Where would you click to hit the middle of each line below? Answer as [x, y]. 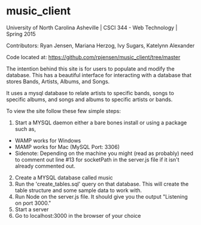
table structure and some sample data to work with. [78, 190]
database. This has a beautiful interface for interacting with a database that [99, 75]
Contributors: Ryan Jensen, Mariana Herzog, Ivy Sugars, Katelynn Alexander [100, 45]
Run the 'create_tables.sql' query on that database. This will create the [102, 184]
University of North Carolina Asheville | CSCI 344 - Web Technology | [92, 28]
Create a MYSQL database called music [64, 177]
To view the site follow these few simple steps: [64, 111]
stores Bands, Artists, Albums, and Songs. [58, 81]
